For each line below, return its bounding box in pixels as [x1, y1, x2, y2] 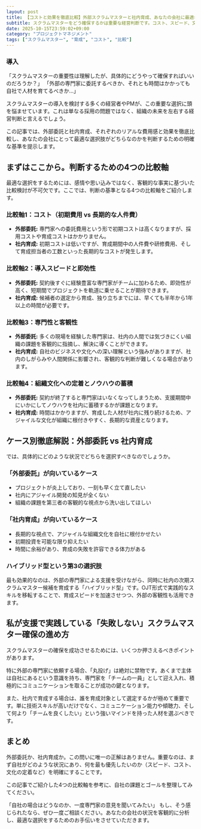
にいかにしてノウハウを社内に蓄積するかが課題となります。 [14, 401, 162, 409]
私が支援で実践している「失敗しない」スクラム [6, 618, 179, 629]
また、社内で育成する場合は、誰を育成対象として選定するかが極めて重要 [6, 694, 184, 702]
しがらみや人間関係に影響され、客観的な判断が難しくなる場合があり [25, 355, 193, 362]
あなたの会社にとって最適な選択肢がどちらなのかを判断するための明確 [22, 136, 194, 143]
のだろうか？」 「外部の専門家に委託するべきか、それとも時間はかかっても [6, 80, 190, 87]
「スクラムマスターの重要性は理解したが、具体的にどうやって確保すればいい [6, 73, 194, 80]
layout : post [6, 8, 39, 15]
